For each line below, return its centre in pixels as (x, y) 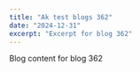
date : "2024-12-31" (45, 25)
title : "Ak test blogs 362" (61, 17)
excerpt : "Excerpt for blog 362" (71, 33)
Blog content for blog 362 (56, 59)
